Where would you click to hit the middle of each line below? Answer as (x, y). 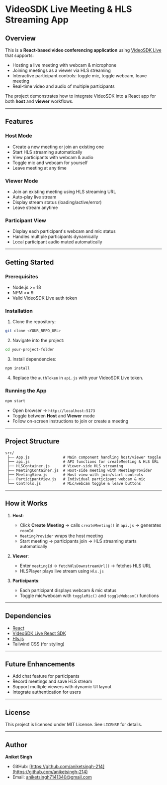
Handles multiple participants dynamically (55, 237)
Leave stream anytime (35, 207)
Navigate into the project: (38, 341)
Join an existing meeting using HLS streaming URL (64, 192)
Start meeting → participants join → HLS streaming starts (78, 541)
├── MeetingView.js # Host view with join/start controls (75, 475)
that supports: (19, 55)
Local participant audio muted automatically (57, 242)
